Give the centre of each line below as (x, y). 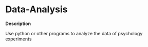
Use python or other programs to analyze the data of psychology (74, 33)
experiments (18, 39)
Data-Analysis (36, 9)
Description (18, 24)
